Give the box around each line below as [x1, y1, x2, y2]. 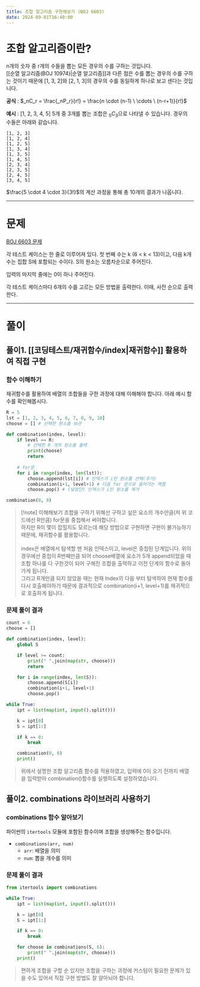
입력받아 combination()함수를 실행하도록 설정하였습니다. [27, 775, 159, 782]
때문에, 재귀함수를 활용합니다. [20, 531, 90, 539]
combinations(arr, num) [14, 841, 74, 847]
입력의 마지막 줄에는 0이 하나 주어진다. [6, 271, 95, 278]
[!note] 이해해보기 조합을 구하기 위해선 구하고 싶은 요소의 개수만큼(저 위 [20, 509, 187, 516]
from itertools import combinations [6, 885, 97, 891]
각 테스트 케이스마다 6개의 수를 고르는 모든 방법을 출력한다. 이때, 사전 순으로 [6, 283, 183, 291]
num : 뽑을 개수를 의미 [23, 854, 72, 861]
